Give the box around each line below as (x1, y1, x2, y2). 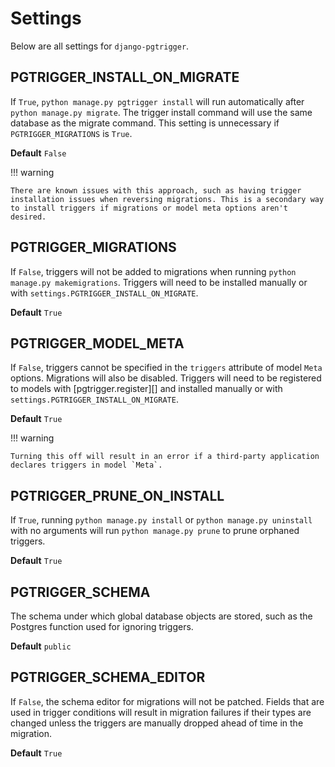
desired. (10, 212, 47, 222)
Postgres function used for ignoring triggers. (10, 621, 194, 632)
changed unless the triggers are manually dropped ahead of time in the (10, 717, 304, 729)
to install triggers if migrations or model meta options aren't (10, 203, 288, 213)
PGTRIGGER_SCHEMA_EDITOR (10, 669, 206, 686)
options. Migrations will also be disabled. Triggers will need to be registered (10, 372, 322, 384)
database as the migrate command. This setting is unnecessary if (10, 117, 280, 129)
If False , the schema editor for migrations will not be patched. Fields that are (10, 695, 325, 707)
